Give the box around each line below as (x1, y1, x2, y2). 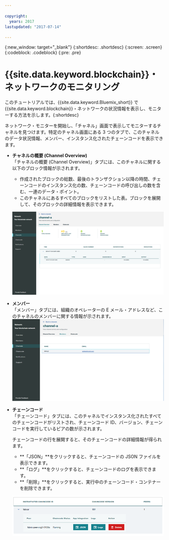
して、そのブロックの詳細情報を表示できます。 (19, 201, 117, 207)
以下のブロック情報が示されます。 (12, 165, 83, 171)
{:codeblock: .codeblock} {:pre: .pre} (5, 50, 81, 56)
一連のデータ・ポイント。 (28, 189, 82, 195)
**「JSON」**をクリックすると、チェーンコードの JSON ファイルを (19, 454, 161, 460)
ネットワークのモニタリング (5, 82, 120, 93)
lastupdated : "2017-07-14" (5, 24, 62, 29)
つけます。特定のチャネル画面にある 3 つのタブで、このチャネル (26, 129, 160, 135)
